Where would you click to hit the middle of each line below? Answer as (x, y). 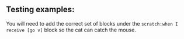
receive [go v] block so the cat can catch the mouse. (71, 30)
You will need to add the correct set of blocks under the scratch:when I (92, 23)
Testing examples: (40, 10)
